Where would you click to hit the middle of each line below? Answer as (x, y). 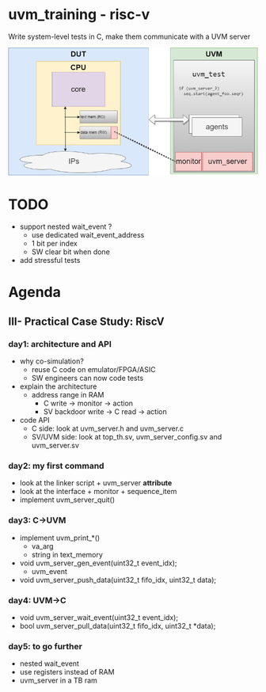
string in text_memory (67, 554)
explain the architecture (58, 386)
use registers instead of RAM (67, 672)
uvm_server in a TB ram (58, 681)
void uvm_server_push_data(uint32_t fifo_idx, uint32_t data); (118, 580)
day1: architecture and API (60, 344)
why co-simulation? (52, 361)
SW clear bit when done (71, 252)
